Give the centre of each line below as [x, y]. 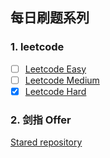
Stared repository [46, 142]
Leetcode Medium [62, 80]
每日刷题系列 [50, 18]
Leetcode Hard [55, 91]
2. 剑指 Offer [41, 120]
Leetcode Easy [55, 69]
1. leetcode [37, 47]
